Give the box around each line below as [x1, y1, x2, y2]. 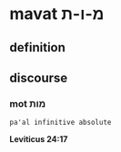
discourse [9, 70, 68, 85]
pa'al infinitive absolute [9, 118, 112, 128]
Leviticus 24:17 [9, 134, 68, 145]
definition [9, 40, 66, 55]
